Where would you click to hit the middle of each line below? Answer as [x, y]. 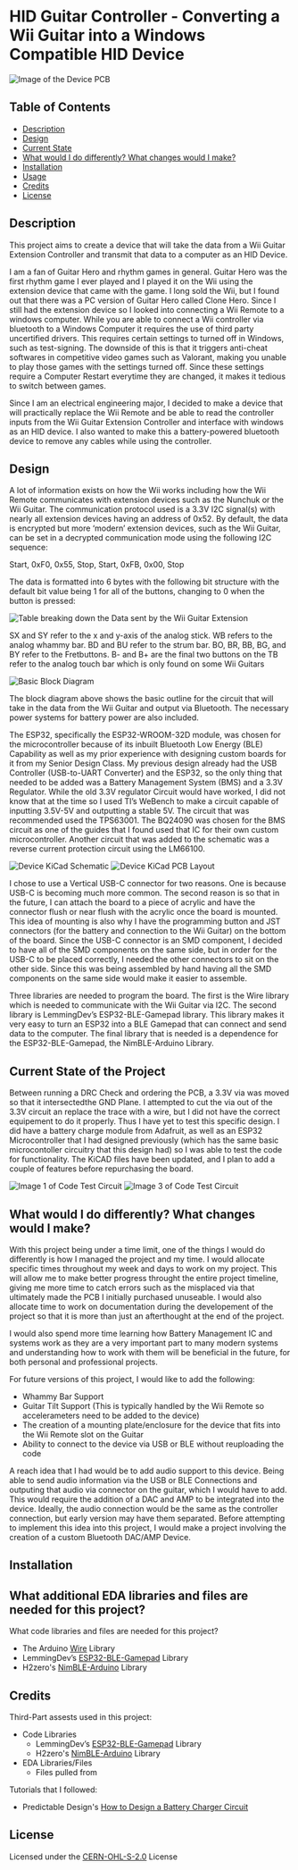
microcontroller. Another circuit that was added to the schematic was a [139, 839]
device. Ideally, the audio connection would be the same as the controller [144, 1509]
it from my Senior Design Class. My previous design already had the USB [143, 763]
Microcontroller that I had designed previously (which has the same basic [144, 1140]
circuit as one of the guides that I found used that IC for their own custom [144, 830]
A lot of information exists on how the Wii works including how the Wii [137, 491]
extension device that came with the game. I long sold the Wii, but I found [144, 290]
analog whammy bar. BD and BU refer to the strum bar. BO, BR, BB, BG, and [148, 645]
